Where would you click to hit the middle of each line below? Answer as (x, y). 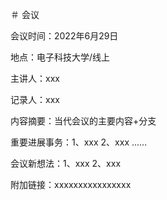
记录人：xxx (35, 99)
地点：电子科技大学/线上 (60, 57)
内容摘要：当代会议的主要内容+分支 (83, 121)
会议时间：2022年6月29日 (64, 36)
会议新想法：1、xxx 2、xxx (66, 163)
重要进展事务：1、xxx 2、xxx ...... (79, 142)
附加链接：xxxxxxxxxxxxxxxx (71, 184)
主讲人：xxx (35, 78)
